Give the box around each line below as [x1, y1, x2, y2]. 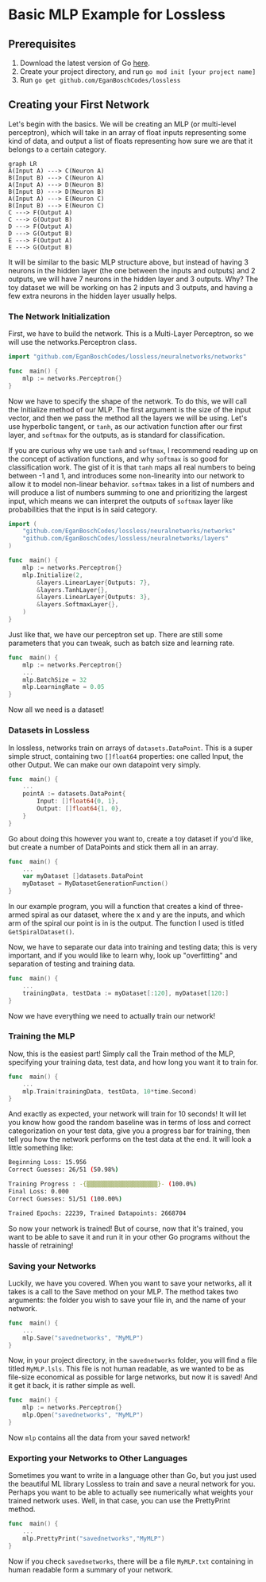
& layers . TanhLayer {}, [37, 586, 109, 594]
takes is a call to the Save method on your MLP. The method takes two [8, 1286, 239, 1296]
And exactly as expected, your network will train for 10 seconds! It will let [8, 1109, 247, 1119]
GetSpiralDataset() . [8, 927, 75, 937]
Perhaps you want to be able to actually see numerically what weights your [8, 1487, 254, 1497]
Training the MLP [8, 1031, 75, 1042]
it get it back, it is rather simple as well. [8, 1381, 136, 1391]
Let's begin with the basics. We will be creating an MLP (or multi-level [8, 119, 237, 129]
